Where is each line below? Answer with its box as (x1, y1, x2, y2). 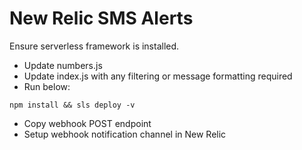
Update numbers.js (23, 59, 103, 71)
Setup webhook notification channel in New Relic (23, 128, 227, 140)
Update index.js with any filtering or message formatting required (23, 70, 293, 82)
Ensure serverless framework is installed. (9, 40, 180, 52)
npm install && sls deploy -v (9, 100, 136, 110)
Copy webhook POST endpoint (23, 117, 152, 129)
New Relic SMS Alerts (9, 7, 194, 30)
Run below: (23, 80, 71, 92)
